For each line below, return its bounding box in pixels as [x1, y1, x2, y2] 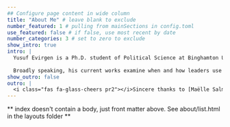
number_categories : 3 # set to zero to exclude [7, 36, 146, 42]
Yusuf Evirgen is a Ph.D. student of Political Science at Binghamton [13, 55, 219, 61]
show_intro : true [7, 42, 57, 48]
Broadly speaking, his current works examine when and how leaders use [13, 67, 222, 74]
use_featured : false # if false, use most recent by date [7, 29, 176, 36]
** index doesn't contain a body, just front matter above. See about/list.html [7, 105, 220, 113]
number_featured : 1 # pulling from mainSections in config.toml [7, 23, 194, 29]
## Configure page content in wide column [7, 10, 130, 17]
